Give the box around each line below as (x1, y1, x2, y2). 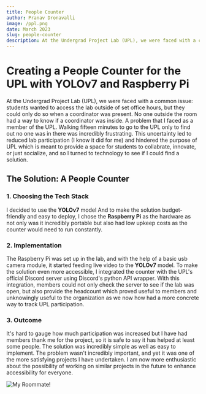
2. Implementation (6, 241, 63, 249)
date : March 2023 (6, 26, 51, 33)
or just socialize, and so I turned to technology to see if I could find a (6, 149, 180, 156)
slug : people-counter (6, 32, 62, 38)
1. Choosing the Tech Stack (6, 192, 89, 201)
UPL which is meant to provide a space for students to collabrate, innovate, (6, 142, 196, 150)
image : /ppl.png (6, 20, 48, 26)
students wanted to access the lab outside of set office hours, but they (6, 104, 185, 111)
